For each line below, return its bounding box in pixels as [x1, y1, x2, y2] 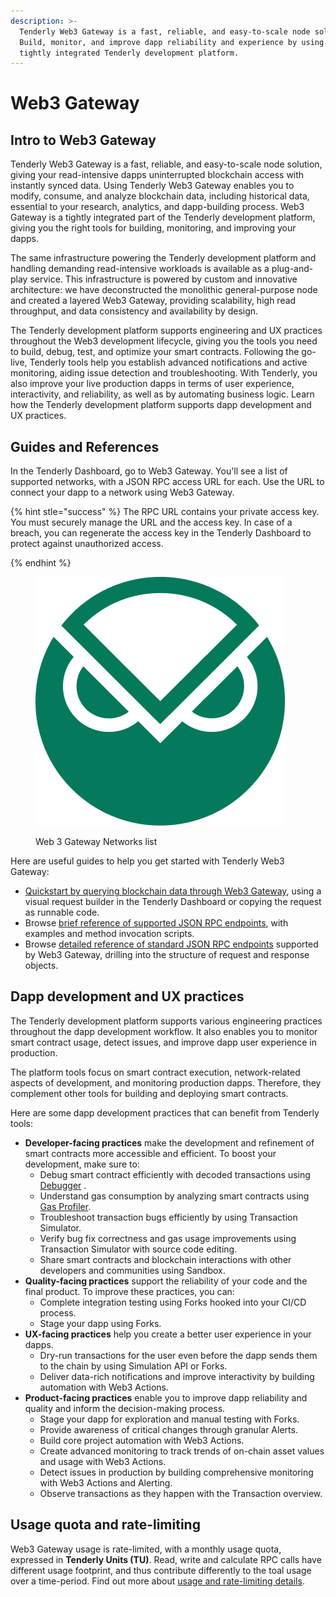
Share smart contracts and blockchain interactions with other [39, 1253, 292, 1265]
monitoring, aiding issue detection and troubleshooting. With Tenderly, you [10, 367, 318, 379]
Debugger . [39, 1179, 87, 1191]
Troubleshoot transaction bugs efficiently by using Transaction [39, 1211, 298, 1223]
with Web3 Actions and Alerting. [39, 1476, 173, 1489]
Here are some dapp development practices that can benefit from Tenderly [10, 1106, 320, 1119]
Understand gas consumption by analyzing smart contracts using [39, 1190, 310, 1202]
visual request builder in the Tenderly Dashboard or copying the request [24, 896, 322, 908]
